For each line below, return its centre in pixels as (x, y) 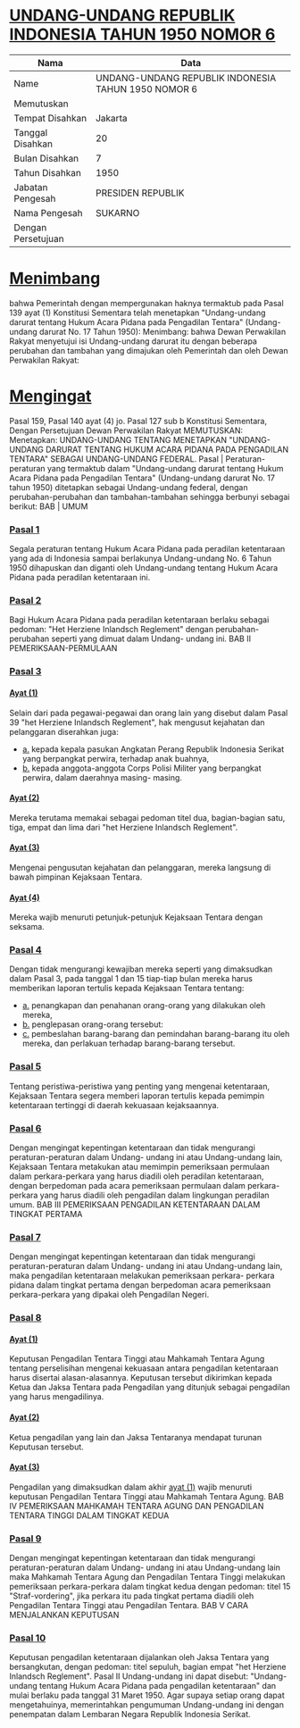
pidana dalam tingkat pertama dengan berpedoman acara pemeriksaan (140, 1285)
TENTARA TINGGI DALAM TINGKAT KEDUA (89, 1515)
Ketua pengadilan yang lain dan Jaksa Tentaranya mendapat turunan (135, 1437)
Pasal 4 (25, 950)
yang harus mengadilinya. (57, 1397)
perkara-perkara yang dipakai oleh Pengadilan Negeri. (109, 1295)
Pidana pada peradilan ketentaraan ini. (80, 578)
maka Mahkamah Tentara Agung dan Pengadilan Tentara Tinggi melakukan (147, 1577)
